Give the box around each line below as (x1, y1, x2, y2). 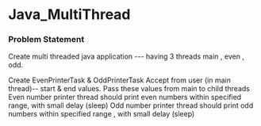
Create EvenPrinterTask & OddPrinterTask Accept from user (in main (8, 75, 232, 85)
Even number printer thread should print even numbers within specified (8, 93, 242, 102)
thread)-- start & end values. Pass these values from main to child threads (8, 84, 250, 94)
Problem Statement (8, 34, 85, 45)
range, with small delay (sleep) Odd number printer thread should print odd (8, 101, 254, 110)
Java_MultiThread (8, 6, 131, 24)
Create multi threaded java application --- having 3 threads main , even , (8, 52, 244, 61)
